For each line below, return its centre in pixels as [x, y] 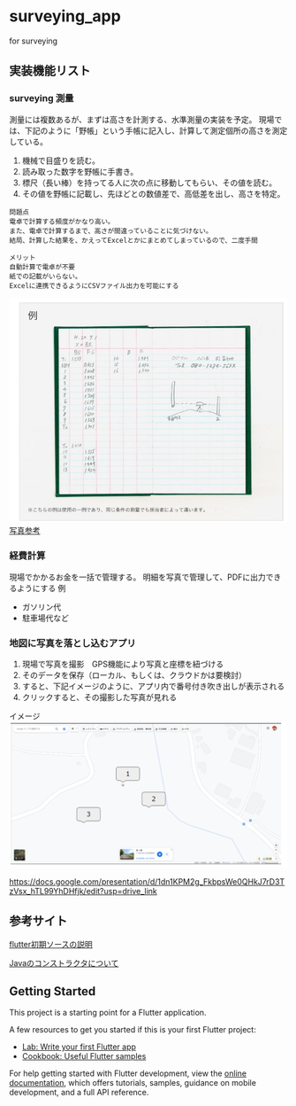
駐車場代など [45, 618]
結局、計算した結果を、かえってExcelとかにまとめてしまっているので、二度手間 [133, 240]
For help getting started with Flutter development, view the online [128, 1073]
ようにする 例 [41, 588]
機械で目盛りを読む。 [61, 160]
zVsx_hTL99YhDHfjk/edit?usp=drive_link [83, 891]
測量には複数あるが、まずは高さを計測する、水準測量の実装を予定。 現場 [142, 119]
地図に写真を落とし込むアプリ [73, 643]
